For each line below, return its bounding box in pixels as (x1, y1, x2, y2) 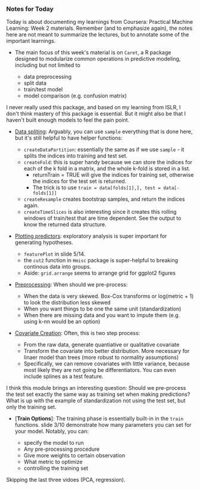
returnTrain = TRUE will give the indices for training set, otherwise (32, 171, 194, 179)
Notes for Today (6, 5, 54, 13)
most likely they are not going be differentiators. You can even (23, 367, 176, 374)
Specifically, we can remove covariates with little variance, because (23, 360, 190, 367)
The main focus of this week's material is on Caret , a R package (14, 49, 171, 56)
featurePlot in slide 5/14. (23, 250, 86, 258)
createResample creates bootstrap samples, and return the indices (23, 196, 185, 203)
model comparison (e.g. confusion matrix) (23, 92, 127, 100)
